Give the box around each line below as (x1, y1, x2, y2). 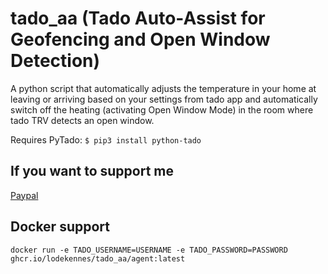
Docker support (10, 218, 110, 236)
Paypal (10, 189, 39, 201)
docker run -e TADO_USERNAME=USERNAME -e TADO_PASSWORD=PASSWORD (10, 245, 288, 255)
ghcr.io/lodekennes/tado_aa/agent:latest (10, 253, 186, 264)
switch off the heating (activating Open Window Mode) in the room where (10, 103, 314, 116)
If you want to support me (10, 163, 174, 180)
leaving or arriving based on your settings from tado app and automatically (10, 93, 318, 105)
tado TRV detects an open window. (10, 114, 155, 126)
